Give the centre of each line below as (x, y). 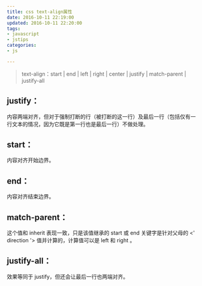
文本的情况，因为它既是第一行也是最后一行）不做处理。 (80, 124)
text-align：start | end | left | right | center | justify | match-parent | (104, 74)
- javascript (23, 34)
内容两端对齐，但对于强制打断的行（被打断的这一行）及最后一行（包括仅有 (99, 116)
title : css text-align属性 (40, 12)
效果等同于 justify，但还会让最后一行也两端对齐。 (68, 276)
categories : (22, 46)
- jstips (18, 40)
